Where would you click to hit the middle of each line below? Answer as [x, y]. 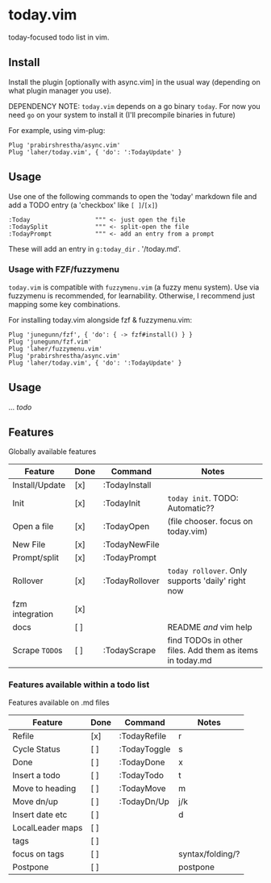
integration [33, 614]
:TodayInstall [127, 485]
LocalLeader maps [48, 827]
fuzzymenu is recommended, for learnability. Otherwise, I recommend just [132, 295]
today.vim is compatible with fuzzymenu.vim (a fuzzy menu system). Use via [134, 287]
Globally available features [52, 452]
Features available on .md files [59, 702]
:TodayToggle [145, 749]
